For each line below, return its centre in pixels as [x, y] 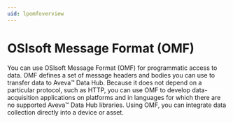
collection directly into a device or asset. [65, 112]
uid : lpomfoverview [36, 14]
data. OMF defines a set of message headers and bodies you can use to [111, 75]
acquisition [23, 97]
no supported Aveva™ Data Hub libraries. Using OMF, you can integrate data [117, 105]
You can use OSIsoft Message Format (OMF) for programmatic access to [112, 68]
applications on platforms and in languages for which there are [130, 97]
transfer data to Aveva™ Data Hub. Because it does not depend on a [105, 82]
